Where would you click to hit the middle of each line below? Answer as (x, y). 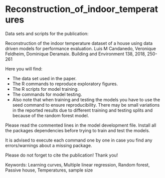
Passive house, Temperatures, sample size (49, 170)
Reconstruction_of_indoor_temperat (82, 9)
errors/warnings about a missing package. (49, 145)
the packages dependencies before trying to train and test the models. (78, 130)
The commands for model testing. (47, 94)
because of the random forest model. (51, 115)
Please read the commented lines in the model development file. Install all (81, 125)
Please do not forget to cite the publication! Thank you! (62, 155)
